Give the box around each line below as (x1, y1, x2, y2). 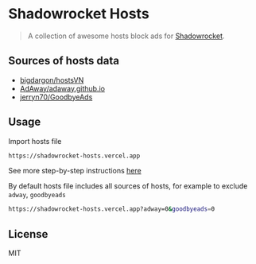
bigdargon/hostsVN (19, 75, 84, 84)
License (8, 227, 48, 241)
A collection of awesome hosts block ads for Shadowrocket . (27, 31, 225, 41)
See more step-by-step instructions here (8, 166, 142, 176)
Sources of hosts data (8, 54, 119, 68)
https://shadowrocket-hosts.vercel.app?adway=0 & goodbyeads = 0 (8, 205, 215, 213)
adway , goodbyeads (8, 190, 66, 200)
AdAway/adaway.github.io (19, 83, 106, 93)
